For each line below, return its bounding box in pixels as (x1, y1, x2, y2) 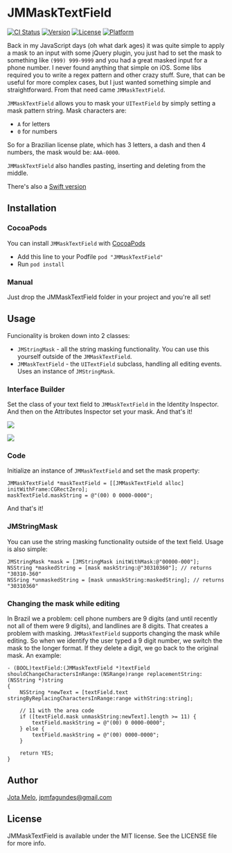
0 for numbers (17, 127, 57, 135)
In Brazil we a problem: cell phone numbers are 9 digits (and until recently (7, 614, 218, 623)
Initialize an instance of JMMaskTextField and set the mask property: (7, 466, 200, 475)
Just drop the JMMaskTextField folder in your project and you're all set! (7, 293, 211, 301)
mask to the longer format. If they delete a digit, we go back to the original (7, 643, 219, 652)
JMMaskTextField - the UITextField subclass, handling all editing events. (17, 360, 222, 368)
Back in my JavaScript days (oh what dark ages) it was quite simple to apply (7, 41, 225, 49)
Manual (7, 277, 33, 287)
